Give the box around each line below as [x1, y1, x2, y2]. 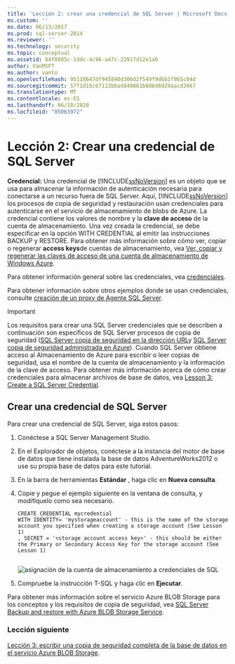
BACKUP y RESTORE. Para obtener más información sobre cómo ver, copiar [7, 236, 227, 245]
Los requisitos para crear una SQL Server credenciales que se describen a [7, 320, 223, 329]
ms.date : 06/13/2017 [7, 23, 68, 30]
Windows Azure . [7, 259, 55, 267]
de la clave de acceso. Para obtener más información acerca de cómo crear [7, 365, 227, 374]
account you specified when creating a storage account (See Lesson [17, 522, 222, 529]
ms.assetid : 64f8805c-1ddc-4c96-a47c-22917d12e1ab [7, 56, 159, 63]
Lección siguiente [7, 625, 69, 634]
